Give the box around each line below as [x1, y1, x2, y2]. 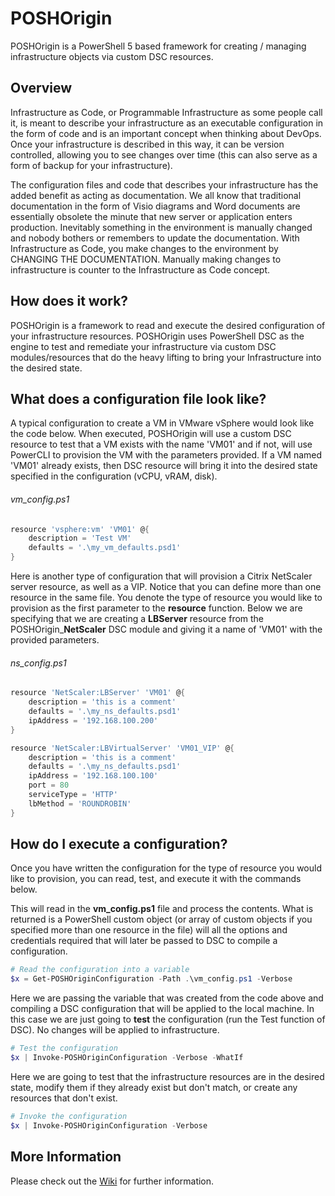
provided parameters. [10, 634, 100, 646]
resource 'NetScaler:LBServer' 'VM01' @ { [10, 688, 186, 698]
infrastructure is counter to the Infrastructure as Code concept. [10, 263, 271, 276]
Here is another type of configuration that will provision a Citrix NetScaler [10, 570, 313, 582]
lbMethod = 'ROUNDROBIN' [28, 798, 132, 809]
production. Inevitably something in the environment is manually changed [10, 221, 313, 233]
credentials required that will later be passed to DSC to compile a [10, 935, 278, 947]
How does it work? [10, 293, 129, 310]
